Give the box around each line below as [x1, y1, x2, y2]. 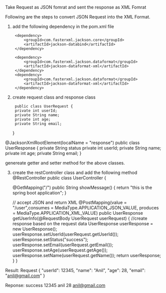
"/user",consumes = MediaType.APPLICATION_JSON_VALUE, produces [12, 205, 159, 211]
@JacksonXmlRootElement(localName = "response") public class [5, 140, 140, 146]
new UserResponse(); [12, 226, 57, 232]
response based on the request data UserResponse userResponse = [12, 221, 154, 226]
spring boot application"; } [12, 190, 67, 196]
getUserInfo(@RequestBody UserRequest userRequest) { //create [12, 215, 148, 221]
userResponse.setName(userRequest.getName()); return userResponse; [12, 253, 161, 258]
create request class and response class [12, 94, 96, 100]
